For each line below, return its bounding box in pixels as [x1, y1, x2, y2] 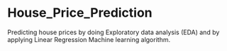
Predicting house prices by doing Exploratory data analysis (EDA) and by [7, 28, 220, 36]
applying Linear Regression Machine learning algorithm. [7, 35, 171, 43]
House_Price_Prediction [7, 5, 153, 21]
